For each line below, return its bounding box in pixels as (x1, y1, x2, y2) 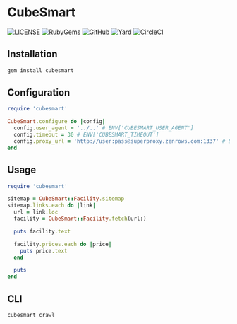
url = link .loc (13, 209, 59, 216)
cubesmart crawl (7, 311, 55, 318)
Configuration (7, 86, 71, 99)
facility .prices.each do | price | (13, 241, 112, 248)
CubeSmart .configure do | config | (7, 118, 106, 125)
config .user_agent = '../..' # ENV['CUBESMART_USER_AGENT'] (13, 125, 194, 132)
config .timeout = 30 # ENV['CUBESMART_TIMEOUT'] (13, 132, 159, 139)
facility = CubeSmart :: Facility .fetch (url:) (13, 215, 147, 222)
